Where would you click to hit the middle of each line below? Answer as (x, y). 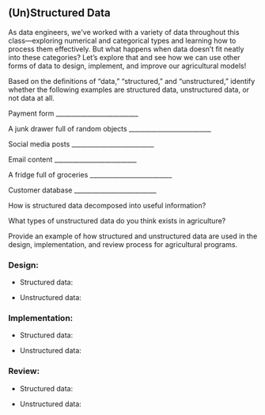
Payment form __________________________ (73, 113)
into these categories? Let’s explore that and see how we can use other (124, 57)
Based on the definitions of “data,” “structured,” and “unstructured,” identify (132, 81)
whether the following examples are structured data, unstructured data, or (129, 89)
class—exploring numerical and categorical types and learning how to (122, 40)
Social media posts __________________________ (81, 144)
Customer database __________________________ (82, 190)
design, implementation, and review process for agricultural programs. (123, 244)
